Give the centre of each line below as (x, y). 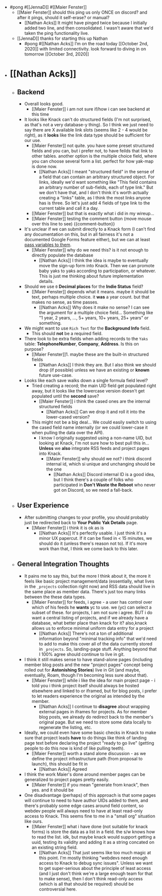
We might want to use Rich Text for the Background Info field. (87, 328)
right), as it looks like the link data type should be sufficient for (87, 135)
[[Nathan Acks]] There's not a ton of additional (86, 633)
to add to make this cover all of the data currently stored (96, 644)
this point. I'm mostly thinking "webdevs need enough (93, 858)
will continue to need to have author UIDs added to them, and (86, 800)
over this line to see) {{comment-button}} (73, 224)
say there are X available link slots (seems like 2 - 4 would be (86, 130)
